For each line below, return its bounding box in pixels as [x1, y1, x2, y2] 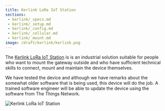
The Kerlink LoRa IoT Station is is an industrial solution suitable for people [5, 54, 159, 60]
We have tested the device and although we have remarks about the [5, 74, 148, 81]
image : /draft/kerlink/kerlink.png [5, 40, 81, 45]
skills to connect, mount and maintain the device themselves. [5, 65, 133, 71]
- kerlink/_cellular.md [7, 31, 58, 36]
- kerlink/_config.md [7, 26, 53, 31]
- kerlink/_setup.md [7, 21, 51, 27]
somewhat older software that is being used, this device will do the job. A [5, 80, 158, 86]
